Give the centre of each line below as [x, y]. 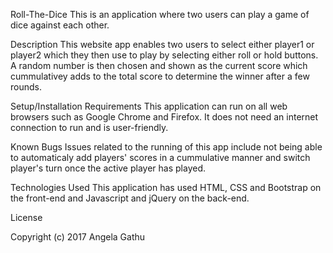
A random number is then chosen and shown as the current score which [159, 65]
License [26, 217]
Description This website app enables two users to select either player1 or [162, 44]
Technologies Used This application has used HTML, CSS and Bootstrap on [166, 187]
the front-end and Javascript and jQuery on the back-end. [130, 198]
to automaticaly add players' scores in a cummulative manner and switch [160, 157]
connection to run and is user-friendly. [89, 127]
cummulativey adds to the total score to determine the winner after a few [160, 76]
